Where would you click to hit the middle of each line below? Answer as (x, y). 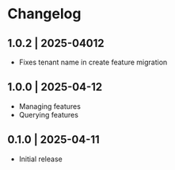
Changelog (44, 14)
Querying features (48, 114)
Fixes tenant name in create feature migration (93, 62)
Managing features (49, 106)
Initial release (40, 159)
